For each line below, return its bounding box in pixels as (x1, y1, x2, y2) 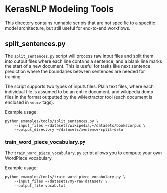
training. (5, 73, 22, 80)
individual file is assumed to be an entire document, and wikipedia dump (5, 88, 153, 95)
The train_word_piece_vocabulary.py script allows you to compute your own (5, 150, 162, 156)
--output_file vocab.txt (14, 183, 66, 188)
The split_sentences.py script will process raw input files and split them (5, 53, 154, 59)
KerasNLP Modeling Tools (5, 3, 114, 15)
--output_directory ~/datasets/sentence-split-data (14, 127, 123, 132)
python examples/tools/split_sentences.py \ (5, 118, 99, 124)
